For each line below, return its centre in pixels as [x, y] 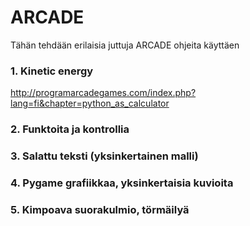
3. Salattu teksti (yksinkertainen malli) [104, 156]
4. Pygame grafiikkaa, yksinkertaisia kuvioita [122, 183]
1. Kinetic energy [52, 71]
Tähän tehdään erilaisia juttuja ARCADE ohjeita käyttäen [125, 45]
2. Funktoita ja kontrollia [70, 129]
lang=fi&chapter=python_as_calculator [90, 103]
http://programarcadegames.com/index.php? [103, 93]
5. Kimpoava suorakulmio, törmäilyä [100, 209]
